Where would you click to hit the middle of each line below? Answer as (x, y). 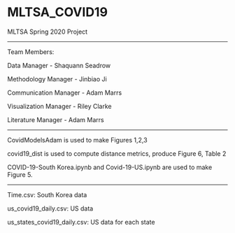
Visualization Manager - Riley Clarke (59, 106)
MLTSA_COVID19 (58, 12)
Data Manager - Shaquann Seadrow (59, 65)
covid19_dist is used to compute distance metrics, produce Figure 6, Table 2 (117, 153)
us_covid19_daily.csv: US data (50, 208)
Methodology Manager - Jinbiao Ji (57, 79)
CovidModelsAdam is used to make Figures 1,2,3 (78, 140)
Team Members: (31, 52)
